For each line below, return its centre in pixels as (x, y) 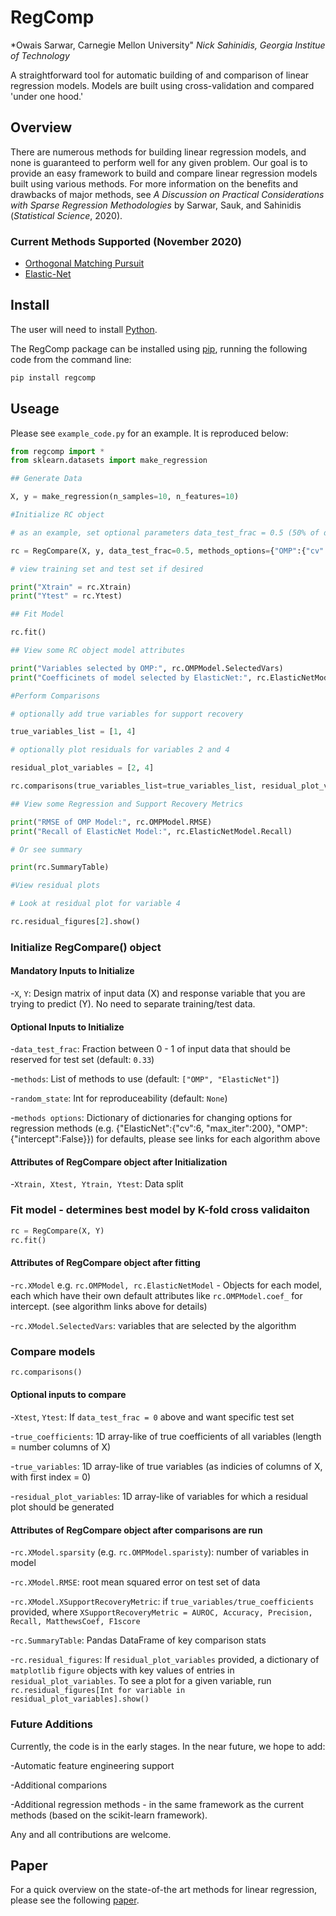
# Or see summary (46, 849)
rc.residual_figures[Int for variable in (98, 1691)
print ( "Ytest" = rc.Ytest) (66, 596)
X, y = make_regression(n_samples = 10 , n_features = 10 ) (125, 497)
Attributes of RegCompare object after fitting (105, 1263)
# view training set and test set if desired (106, 569)
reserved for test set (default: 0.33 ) (82, 1060)
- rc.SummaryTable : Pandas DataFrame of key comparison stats (138, 1640)
